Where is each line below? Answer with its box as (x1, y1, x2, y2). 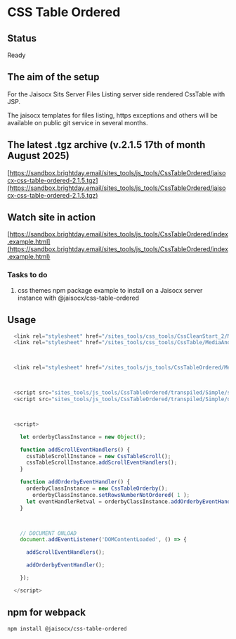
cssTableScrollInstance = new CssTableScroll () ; (25, 453, 171, 460)
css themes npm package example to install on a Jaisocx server (17, 286, 203, 294)
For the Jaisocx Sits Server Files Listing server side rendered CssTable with (7, 89, 225, 99)
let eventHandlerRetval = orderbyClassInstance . (25, 498, 171, 505)
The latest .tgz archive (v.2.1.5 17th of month (7, 139, 206, 151)
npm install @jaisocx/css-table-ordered (7, 625, 128, 632)
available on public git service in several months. (7, 118, 148, 127)
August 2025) (7, 150, 70, 162)
